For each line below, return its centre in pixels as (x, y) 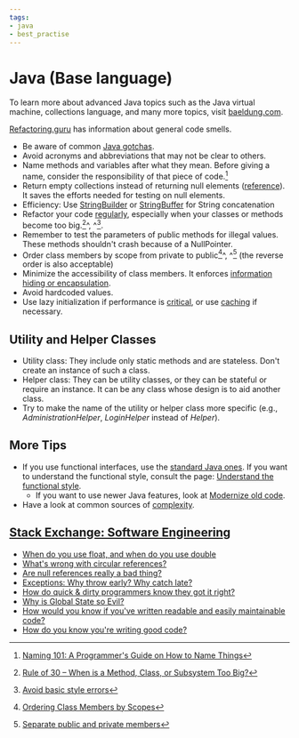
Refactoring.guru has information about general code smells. (121, 129)
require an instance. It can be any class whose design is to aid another (151, 389)
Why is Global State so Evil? (73, 601)
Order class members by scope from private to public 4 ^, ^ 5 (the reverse (153, 254)
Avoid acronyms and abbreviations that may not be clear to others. (144, 156)
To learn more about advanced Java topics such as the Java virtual (132, 102)
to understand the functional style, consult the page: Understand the (148, 476)
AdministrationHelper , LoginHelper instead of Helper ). (121, 418)
